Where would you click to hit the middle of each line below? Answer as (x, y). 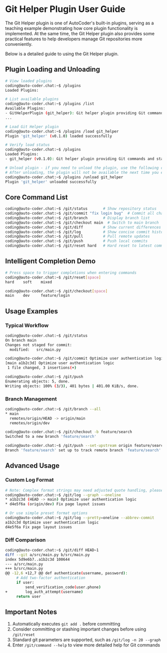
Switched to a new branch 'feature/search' (51, 437)
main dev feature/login (38, 296)
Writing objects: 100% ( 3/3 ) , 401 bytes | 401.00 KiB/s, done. (72, 386)
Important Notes (31, 612)
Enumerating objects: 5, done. (38, 381)
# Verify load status (28, 145)
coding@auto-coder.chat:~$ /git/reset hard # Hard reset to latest (79, 246)
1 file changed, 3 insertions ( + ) (42, 368)
